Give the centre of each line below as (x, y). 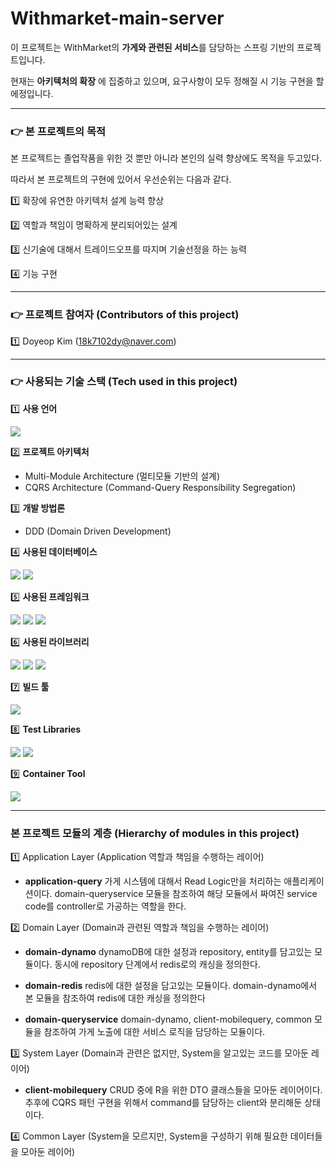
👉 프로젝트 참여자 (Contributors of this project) (125, 315)
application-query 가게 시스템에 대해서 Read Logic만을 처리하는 (153, 881)
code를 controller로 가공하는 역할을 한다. (105, 906)
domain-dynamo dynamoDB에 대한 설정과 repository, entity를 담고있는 (168, 952)
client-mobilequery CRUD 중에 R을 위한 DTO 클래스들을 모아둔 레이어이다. (173, 1090)
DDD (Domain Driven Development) (98, 531)
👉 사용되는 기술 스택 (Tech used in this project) (124, 382)
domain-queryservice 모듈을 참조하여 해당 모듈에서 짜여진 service (186, 894)
